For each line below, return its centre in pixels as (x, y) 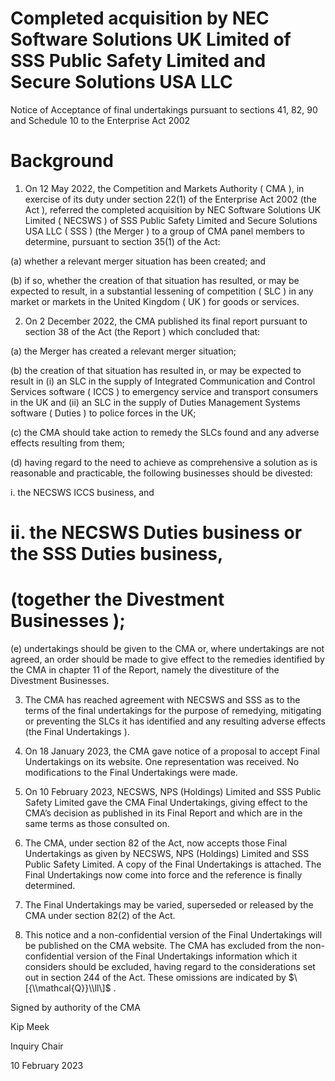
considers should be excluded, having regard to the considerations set (170, 966)
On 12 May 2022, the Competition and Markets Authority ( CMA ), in (164, 188)
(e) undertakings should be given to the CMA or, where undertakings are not (167, 648)
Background (62, 161)
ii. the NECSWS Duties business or (156, 533)
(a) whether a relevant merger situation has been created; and (138, 261)
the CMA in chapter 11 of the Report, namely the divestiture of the (145, 670)
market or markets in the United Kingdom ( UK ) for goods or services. (155, 301)
